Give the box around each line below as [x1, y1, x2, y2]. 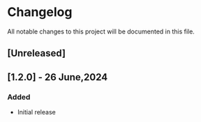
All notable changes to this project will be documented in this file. [7, 27, 195, 36]
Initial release [17, 108, 56, 116]
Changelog [7, 4, 73, 20]
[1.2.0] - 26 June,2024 [7, 71, 108, 83]
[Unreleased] [7, 47, 66, 59]
